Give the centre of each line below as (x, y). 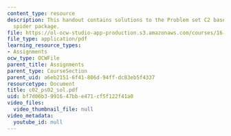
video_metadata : (30, 115)
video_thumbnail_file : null (54, 109)
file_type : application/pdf (47, 39)
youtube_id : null (38, 122)
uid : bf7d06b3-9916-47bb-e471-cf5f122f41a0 (70, 97)
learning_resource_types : (44, 45)
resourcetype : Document (41, 84)
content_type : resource (41, 13)
